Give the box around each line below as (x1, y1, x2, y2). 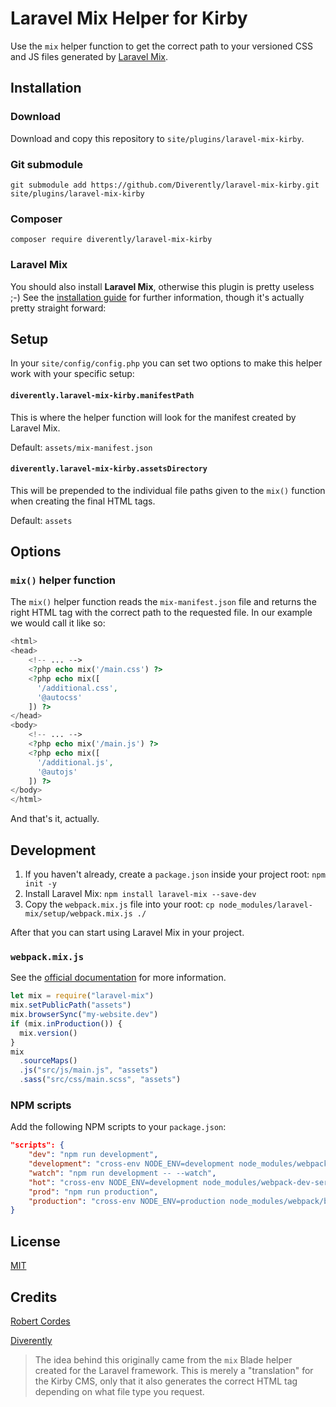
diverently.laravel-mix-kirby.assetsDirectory (10, 464, 208, 474)
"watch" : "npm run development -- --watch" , (28, 1168, 217, 1178)
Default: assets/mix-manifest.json (10, 441, 153, 453)
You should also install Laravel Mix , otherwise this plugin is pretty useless (10, 280, 315, 292)
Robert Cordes (10, 1315, 71, 1327)
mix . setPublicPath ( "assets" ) (10, 1000, 132, 1011)
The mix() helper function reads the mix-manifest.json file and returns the (10, 596, 317, 608)
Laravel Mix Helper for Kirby (10, 7, 248, 30)
